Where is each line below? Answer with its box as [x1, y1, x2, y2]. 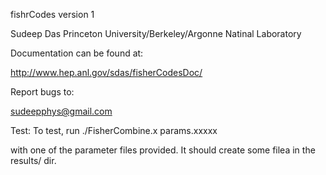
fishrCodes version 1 [10, 9, 95, 20]
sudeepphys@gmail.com [10, 105, 113, 117]
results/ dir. [10, 155, 57, 166]
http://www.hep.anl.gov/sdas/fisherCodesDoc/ [10, 67, 203, 78]
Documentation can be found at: [10, 47, 144, 59]
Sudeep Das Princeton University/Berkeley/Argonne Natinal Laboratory [10, 28, 302, 39]
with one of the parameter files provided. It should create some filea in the [10, 144, 316, 156]
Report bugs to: [10, 86, 75, 98]
